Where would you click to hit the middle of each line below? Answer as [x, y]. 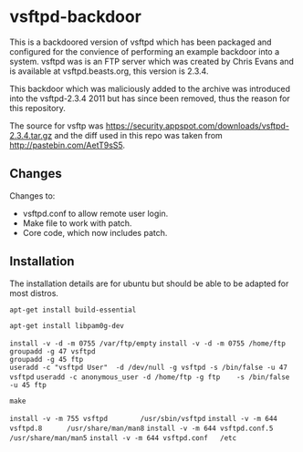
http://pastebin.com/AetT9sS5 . [68, 145]
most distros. [34, 293]
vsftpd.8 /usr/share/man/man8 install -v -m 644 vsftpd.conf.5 [141, 428]
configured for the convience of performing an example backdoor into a [145, 51]
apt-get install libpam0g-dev [67, 325]
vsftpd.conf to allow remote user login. [95, 213]
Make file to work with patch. [77, 223]
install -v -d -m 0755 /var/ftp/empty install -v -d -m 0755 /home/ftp [147, 344]
